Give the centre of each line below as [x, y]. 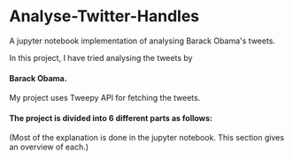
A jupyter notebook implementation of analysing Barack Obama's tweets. [143, 41]
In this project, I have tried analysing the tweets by [101, 57]
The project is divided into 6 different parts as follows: [111, 118]
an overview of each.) [49, 147]
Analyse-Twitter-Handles [104, 16]
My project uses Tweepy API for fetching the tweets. [105, 98]
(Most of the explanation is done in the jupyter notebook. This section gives [147, 138]
